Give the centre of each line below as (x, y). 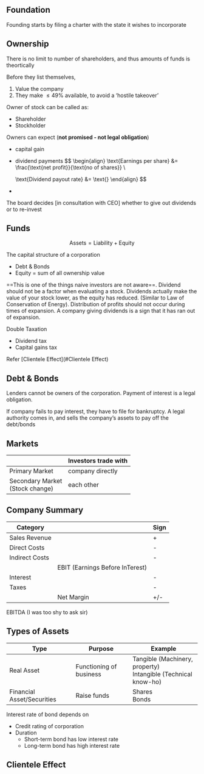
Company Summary (45, 510)
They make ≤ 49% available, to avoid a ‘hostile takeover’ (87, 95)
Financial (22, 692)
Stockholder (30, 125)
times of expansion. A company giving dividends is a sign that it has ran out (101, 311)
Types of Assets (38, 632)
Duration (26, 733)
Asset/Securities (33, 699)
